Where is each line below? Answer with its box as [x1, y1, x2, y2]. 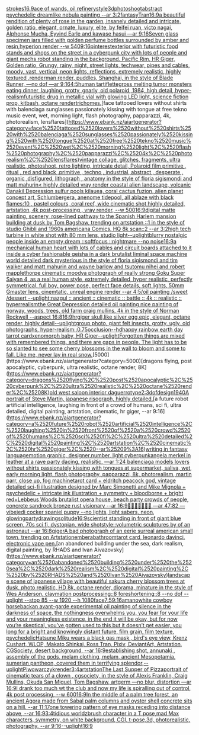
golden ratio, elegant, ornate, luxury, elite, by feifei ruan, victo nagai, [6, 24, 173, 31]
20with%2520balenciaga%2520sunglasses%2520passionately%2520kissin [6, 131, 193, 138]
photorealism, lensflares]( [6, 118, 69, 125]
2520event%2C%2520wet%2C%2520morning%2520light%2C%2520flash [6, 143, 191, 150]
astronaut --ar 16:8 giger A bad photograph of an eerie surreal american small [6, 527, 194, 534]
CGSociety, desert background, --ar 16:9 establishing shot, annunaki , [6, 647, 175, 654]
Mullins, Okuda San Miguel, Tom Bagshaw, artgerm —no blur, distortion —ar [6, 678, 192, 685]
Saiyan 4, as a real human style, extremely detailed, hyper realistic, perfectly [6, 275, 192, 283]
